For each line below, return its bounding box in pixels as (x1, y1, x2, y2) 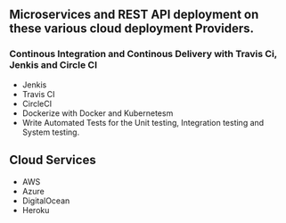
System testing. (21, 127, 80, 137)
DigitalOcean (21, 195, 70, 206)
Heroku (21, 204, 50, 215)
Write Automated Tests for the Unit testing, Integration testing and (21, 117, 265, 128)
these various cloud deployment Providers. (9, 21, 255, 37)
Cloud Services (9, 153, 96, 168)
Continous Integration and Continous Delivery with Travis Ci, (9, 48, 278, 61)
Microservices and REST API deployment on (9, 7, 259, 22)
